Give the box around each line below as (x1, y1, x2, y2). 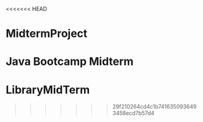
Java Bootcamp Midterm (6, 55, 134, 69)
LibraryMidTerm (6, 83, 90, 97)
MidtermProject (6, 27, 88, 40)
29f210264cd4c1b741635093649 (112, 103, 197, 110)
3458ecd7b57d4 (112, 110, 155, 117)
